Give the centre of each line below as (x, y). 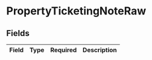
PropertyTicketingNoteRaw (76, 11)
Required (64, 50)
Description (100, 50)
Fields (18, 33)
